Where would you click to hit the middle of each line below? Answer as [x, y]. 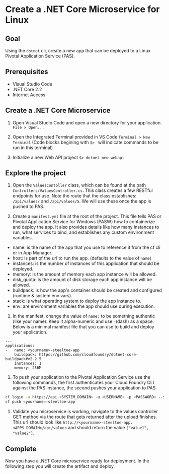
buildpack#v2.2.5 [23, 359]
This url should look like [37, 422]
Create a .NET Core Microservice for [82, 9]
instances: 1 [28, 364]
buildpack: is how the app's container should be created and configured [87, 290]
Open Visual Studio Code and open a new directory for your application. [87, 122]
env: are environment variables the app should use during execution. [83, 306]
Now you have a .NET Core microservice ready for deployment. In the [77, 461]
